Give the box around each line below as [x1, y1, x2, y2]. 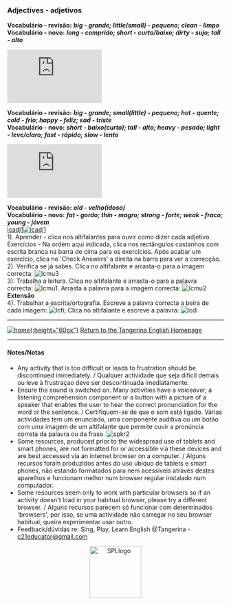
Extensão [7, 292, 35, 300]
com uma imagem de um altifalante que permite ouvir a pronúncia [16, 422, 204, 430]
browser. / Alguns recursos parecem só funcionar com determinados [16, 503, 213, 511]
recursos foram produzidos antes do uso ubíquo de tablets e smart [16, 459, 207, 467]
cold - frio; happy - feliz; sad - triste [7, 116, 112, 124]
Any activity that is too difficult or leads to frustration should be [16, 364, 196, 372]
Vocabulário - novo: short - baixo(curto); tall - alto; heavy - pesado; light [7, 123, 220, 132]
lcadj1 [7, 226, 24, 234]
